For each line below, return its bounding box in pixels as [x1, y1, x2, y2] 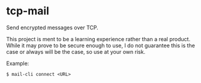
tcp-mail [6, 4, 50, 18]
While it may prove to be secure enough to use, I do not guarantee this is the [6, 42, 195, 49]
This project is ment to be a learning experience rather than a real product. [6, 35, 191, 42]
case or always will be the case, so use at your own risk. [6, 48, 146, 55]
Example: [6, 60, 29, 67]
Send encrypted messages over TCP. [6, 24, 98, 31]
